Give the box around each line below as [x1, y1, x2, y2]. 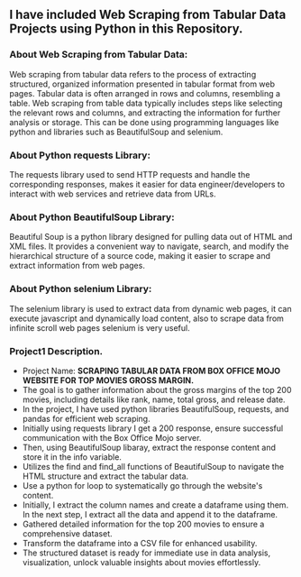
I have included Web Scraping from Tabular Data [9, 7, 287, 23]
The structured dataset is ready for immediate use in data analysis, [22, 547, 271, 558]
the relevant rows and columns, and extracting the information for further [9, 107, 281, 118]
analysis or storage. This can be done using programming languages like [9, 116, 279, 127]
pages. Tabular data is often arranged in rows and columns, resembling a [9, 87, 281, 98]
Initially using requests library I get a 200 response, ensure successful [22, 423, 284, 434]
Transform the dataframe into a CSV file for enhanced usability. [22, 537, 258, 548]
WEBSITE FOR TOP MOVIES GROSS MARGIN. [22, 374, 195, 386]
